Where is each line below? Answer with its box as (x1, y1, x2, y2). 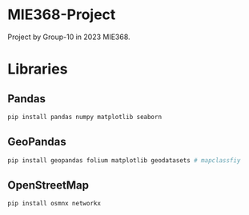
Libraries (7, 60, 68, 78)
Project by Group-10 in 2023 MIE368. (7, 32, 131, 42)
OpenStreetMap (7, 178, 90, 192)
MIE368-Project (7, 6, 116, 24)
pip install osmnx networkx (7, 200, 102, 208)
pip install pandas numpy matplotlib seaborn (7, 113, 162, 121)
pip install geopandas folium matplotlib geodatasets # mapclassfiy (7, 156, 241, 165)
